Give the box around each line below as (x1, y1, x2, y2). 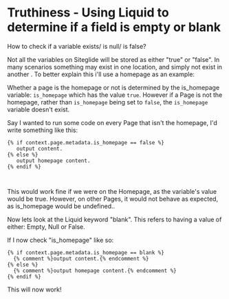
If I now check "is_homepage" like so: (7, 236, 114, 244)
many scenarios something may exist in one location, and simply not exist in (7, 63, 222, 71)
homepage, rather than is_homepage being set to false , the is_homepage (7, 98, 208, 106)
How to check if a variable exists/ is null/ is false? (7, 42, 146, 50)
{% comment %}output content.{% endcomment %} (13, 255, 149, 262)
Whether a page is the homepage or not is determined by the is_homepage (7, 83, 220, 91)
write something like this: (7, 126, 78, 134)
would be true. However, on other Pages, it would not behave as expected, (7, 195, 219, 203)
